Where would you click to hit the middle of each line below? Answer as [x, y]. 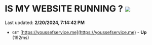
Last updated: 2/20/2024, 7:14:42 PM [45, 22]
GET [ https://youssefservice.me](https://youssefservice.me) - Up [79, 32]
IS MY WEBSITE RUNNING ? [64, 9]
